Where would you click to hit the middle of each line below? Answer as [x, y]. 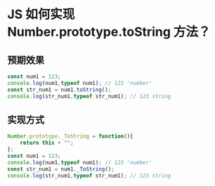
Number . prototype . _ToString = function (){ [70, 137]
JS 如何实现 [41, 14]
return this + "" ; [47, 143]
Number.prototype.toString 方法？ [109, 32]
